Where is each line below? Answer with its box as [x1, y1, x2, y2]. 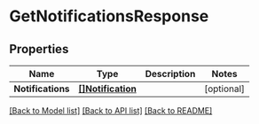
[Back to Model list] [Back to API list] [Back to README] [9, 105, 213, 116]
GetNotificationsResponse [9, 6, 209, 27]
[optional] [203, 82, 246, 95]
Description [145, 68, 196, 80]
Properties [9, 42, 69, 57]
